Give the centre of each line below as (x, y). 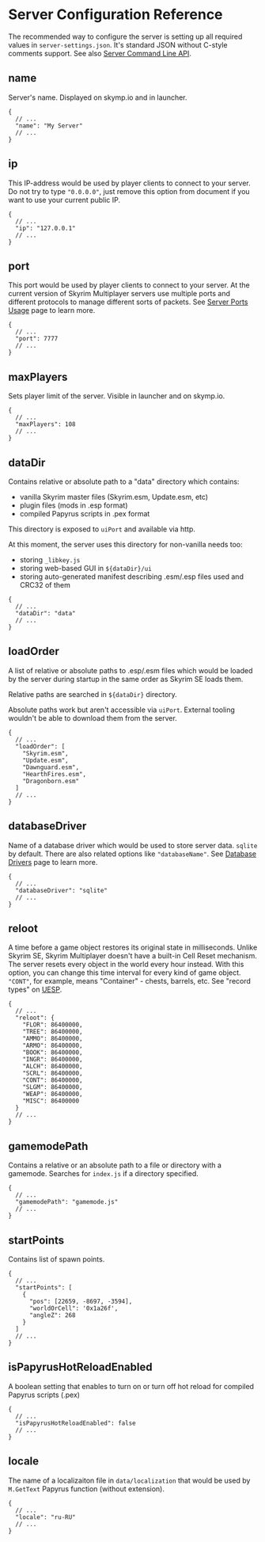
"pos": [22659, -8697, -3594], (81, 1302)
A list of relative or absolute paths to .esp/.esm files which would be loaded (131, 670)
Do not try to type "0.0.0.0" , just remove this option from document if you (129, 191)
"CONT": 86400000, (53, 1080)
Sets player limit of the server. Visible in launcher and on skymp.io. (117, 396)
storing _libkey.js (50, 560)
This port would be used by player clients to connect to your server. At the (129, 285)
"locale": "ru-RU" (46, 1517)
